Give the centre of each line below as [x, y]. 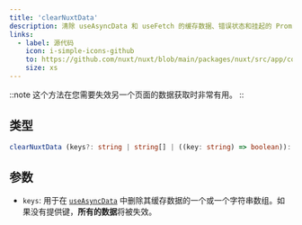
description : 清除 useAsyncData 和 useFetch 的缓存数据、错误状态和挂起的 [141, 26]
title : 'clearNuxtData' [54, 18]
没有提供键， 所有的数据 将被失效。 [93, 211]
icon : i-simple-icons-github [80, 51]
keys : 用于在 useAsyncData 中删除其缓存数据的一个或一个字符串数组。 [150, 201]
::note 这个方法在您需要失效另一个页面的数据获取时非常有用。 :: [127, 94]
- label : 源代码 [46, 43]
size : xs [42, 68]
